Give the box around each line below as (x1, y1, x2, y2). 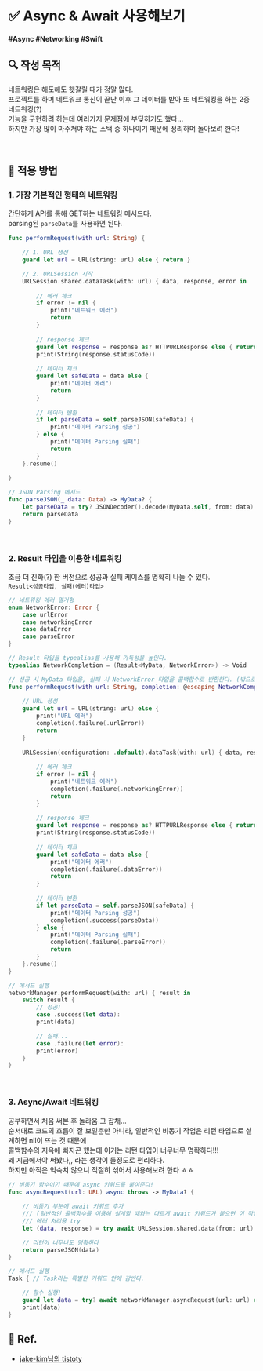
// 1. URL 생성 (22, 249, 69, 257)
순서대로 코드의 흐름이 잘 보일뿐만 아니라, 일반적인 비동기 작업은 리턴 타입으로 (8, 1125, 244, 1135)
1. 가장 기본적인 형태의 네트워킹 (8, 189, 118, 200)
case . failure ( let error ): (36, 1039, 124, 1048)
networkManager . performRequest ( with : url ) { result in (8, 989, 191, 997)
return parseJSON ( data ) (22, 1245, 100, 1254)
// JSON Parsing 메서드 (8, 488, 81, 497)
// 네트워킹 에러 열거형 (8, 596, 74, 604)
